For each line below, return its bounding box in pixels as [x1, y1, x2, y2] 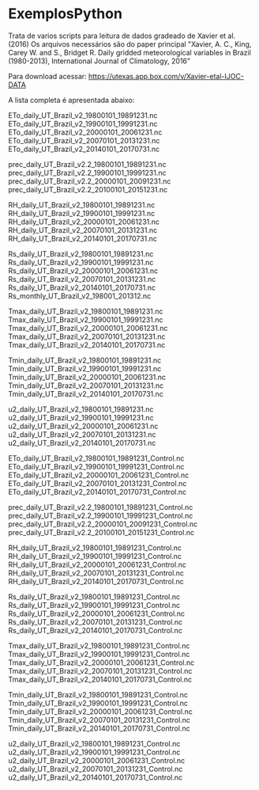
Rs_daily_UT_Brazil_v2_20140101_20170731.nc [8, 283, 156, 292]
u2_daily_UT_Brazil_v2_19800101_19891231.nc [8, 404, 154, 414]
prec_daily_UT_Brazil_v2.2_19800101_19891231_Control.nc [8, 502, 193, 511]
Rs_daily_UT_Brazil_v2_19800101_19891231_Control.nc [8, 591, 181, 602]
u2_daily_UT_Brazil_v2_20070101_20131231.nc [8, 429, 156, 439]
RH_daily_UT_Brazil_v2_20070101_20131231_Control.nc [8, 568, 184, 578]
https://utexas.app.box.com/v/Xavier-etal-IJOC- [88, 71, 245, 81]
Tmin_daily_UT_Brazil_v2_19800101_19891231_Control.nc [8, 689, 188, 699]
